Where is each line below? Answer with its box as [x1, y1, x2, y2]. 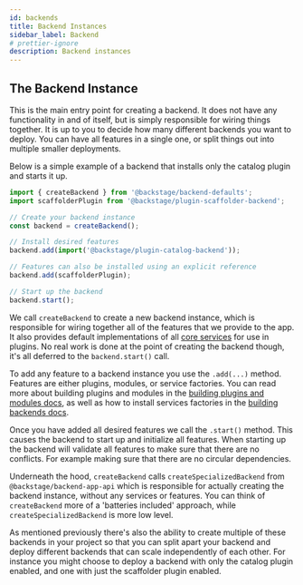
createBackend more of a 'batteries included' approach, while [9, 500, 237, 511]
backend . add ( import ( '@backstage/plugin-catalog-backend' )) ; [9, 246, 241, 255]
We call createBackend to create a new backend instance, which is [9, 312, 255, 323]
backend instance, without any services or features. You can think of [9, 490, 266, 501]
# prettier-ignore [9, 38, 79, 48]
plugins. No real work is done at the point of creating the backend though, [9, 341, 285, 352]
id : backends [9, 13, 59, 23]
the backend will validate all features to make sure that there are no [9, 444, 260, 454]
